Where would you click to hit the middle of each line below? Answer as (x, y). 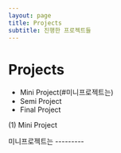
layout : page (30, 15)
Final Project (40, 110)
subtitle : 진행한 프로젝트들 (50, 30)
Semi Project (41, 101)
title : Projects (35, 23)
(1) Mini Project (33, 125)
